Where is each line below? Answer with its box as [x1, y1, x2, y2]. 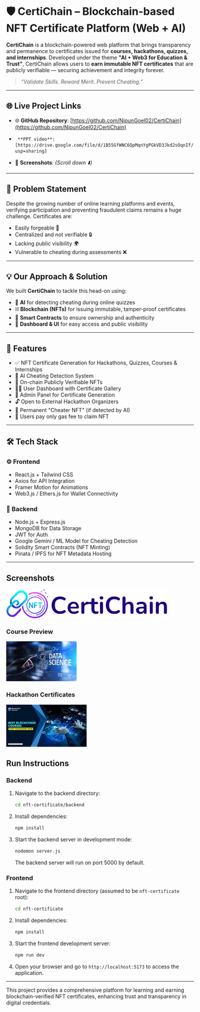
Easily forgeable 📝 [14, 224, 60, 231]
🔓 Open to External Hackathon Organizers [14, 398, 119, 406]
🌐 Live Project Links [6, 101, 82, 111]
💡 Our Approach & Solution [6, 271, 108, 281]
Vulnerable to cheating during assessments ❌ [14, 248, 127, 255]
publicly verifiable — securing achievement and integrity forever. [6, 66, 165, 73]
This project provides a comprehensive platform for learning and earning [6, 986, 185, 994]
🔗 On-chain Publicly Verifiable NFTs [14, 379, 103, 386]
